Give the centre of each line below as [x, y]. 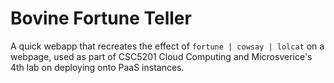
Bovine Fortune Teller [101, 18]
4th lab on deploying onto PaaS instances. [97, 67]
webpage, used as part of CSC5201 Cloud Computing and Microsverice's [161, 56]
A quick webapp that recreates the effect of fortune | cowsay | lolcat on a [167, 46]
